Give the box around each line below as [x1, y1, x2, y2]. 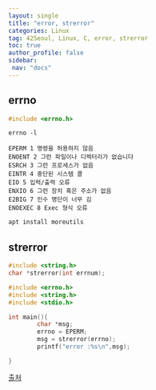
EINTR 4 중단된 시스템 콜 [8, 170, 83, 179]
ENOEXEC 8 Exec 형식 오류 [8, 204, 88, 212]
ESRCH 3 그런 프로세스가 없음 [8, 162, 94, 170]
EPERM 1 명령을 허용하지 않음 [8, 145, 94, 153]
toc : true [8, 42, 42, 50]
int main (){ [8, 313, 48, 321]
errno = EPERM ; [37, 328, 88, 336]
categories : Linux [8, 26, 70, 34]
